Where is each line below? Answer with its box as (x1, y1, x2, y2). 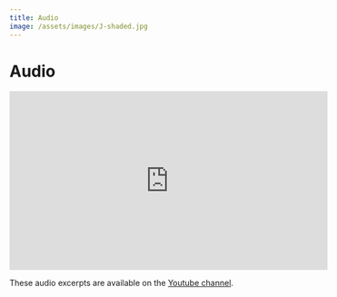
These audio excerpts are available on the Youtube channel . (9, 278, 234, 289)
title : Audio (9, 13, 59, 23)
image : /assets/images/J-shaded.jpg (9, 22, 148, 31)
